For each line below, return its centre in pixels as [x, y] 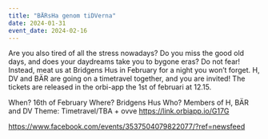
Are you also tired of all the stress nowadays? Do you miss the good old [126, 54]
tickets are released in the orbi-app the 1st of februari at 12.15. [110, 87]
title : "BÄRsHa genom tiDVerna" [62, 16]
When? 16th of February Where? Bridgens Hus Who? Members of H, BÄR [129, 103]
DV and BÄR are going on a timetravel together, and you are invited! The [127, 79]
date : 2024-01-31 [37, 23]
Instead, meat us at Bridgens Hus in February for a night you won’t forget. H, [134, 70]
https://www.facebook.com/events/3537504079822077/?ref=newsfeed [127, 127]
